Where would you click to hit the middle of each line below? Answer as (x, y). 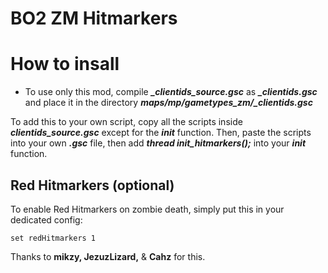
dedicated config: (46, 219)
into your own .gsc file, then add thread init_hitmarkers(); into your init (158, 143)
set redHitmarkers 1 (53, 238)
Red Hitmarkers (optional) (92, 185)
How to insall (65, 64)
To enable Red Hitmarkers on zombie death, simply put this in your (147, 209)
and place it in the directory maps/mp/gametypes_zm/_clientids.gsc (168, 103)
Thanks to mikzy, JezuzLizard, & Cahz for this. (108, 256)
